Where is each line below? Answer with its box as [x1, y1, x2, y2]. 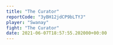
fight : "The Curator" [6, 25, 60, 31]
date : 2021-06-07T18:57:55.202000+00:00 [6, 30, 108, 36]
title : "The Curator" [6, 8, 60, 15]
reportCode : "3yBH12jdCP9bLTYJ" [6, 14, 86, 20]
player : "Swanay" [6, 19, 49, 25]
